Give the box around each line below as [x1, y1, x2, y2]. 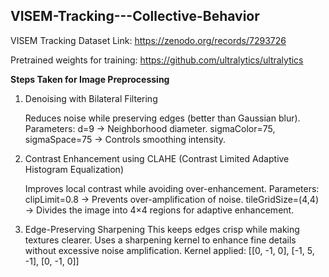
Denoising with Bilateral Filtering [24, 92, 158, 104]
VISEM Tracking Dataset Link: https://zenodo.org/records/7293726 [10, 34, 287, 46]
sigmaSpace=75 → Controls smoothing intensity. [24, 133, 227, 145]
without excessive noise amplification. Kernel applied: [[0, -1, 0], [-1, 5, [24, 244, 315, 256]
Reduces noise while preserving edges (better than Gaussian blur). [24, 112, 301, 124]
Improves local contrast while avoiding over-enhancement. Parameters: [24, 182, 320, 194]
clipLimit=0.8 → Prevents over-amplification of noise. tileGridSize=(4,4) [24, 193, 319, 205]
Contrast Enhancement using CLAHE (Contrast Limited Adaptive [24, 152, 290, 164]
